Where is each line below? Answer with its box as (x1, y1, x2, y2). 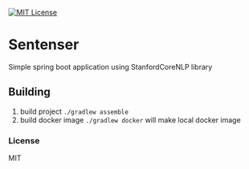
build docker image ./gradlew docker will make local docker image (19, 115, 241, 124)
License (8, 135, 40, 146)
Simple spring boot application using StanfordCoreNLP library (8, 62, 213, 71)
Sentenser (8, 36, 80, 54)
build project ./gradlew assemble (19, 107, 129, 116)
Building (8, 85, 51, 99)
